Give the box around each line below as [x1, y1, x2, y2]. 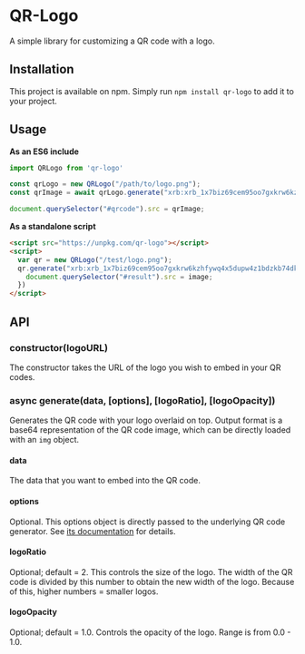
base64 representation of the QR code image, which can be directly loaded [9, 425, 291, 435]
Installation [9, 62, 74, 77]
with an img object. [9, 434, 80, 445]
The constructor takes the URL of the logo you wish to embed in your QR [9, 362, 281, 373]
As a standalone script [9, 221, 97, 232]
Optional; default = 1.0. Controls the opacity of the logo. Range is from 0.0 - [9, 627, 291, 638]
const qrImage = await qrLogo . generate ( [9, 188, 165, 198]
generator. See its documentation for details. [9, 525, 176, 536]
